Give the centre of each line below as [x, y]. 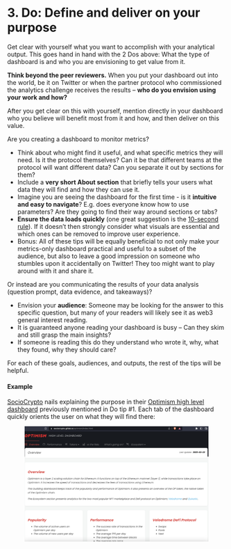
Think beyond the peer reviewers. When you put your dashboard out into [113, 75]
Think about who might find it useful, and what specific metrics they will [120, 152]
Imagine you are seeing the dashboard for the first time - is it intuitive [117, 197]
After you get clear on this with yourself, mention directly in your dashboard [115, 111]
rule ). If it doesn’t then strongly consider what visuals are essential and [118, 226]
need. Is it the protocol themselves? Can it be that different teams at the [120, 160]
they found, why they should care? [67, 349]
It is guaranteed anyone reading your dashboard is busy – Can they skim [121, 327]
